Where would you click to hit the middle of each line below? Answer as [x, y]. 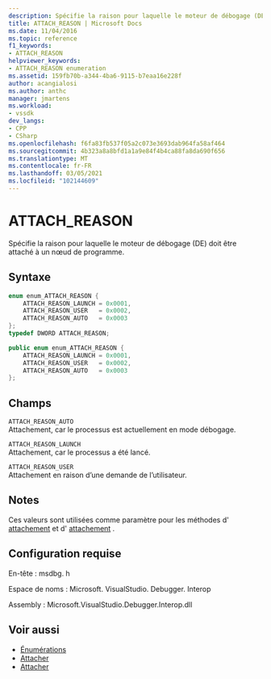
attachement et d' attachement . [62, 528]
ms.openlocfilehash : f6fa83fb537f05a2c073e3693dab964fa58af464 [117, 143]
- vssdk [21, 114]
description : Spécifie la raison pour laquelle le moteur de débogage [129, 16]
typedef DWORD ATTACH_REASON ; [59, 333]
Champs [30, 403]
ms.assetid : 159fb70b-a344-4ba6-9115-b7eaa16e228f [95, 76]
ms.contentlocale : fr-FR [50, 166]
